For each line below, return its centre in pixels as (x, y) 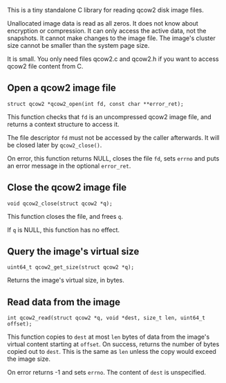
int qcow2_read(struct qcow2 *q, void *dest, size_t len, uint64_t (106, 318)
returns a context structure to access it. (63, 124)
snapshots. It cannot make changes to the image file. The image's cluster (111, 38)
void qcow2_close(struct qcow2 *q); (60, 204)
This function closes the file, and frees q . (65, 216)
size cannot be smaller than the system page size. (78, 45)
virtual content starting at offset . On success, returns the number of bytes (113, 344)
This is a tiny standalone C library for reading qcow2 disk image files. (105, 10)
